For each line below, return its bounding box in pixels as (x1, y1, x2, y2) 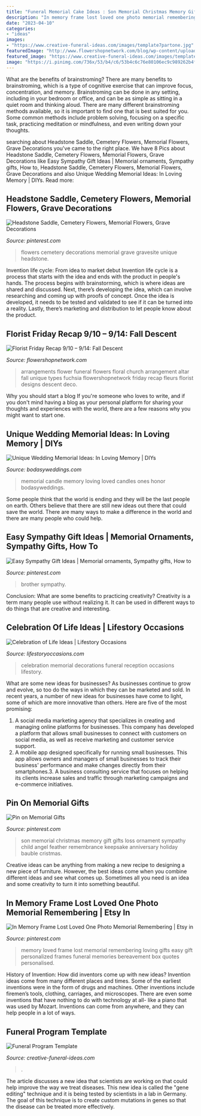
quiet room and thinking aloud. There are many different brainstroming (6, 101, 179, 108)
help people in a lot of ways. (6, 1009, 76, 1016)
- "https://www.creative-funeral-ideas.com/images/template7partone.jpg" (6, 43, 194, 49)
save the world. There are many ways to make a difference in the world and (6, 508, 193, 515)
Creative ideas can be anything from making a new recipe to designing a (6, 861, 185, 869)
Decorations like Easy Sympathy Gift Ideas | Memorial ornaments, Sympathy (6, 157, 194, 164)
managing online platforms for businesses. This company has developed (14, 723, 194, 730)
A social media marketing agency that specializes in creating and (14, 717, 175, 724)
